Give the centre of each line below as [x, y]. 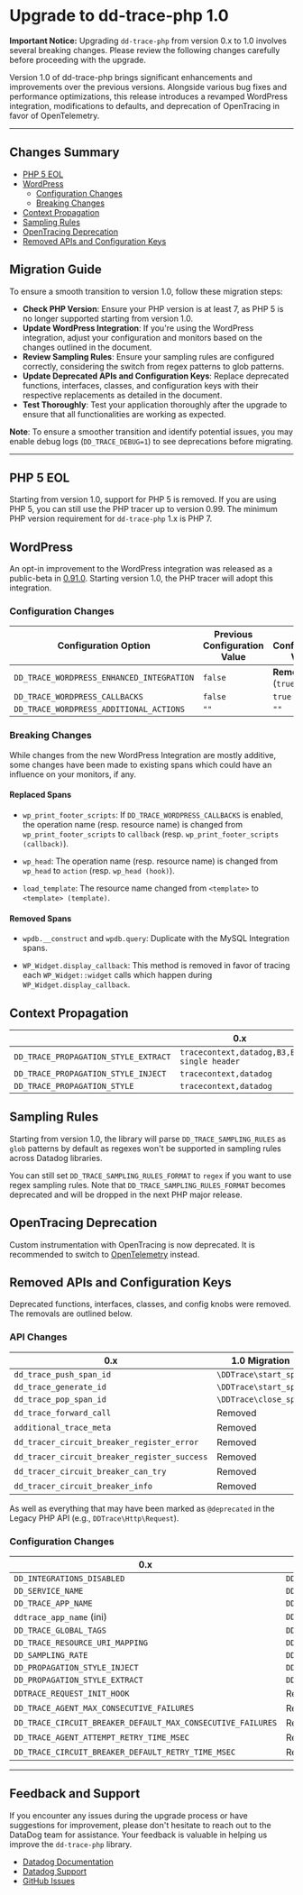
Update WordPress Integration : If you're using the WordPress [138, 328]
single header [210, 1062]
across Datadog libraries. [56, 1158]
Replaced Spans [41, 795]
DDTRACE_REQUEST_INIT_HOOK [72, 1694]
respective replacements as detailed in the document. [122, 395]
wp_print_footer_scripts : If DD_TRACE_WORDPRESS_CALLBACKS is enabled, [153, 815]
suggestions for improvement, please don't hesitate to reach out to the [141, 1825]
